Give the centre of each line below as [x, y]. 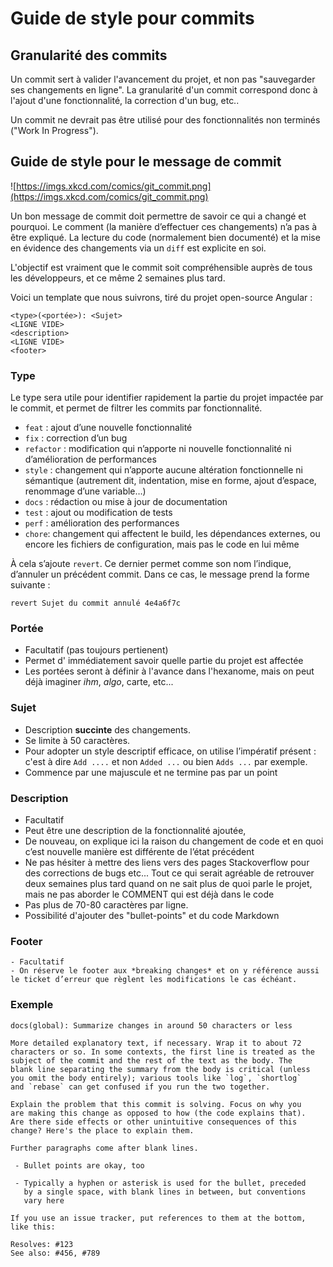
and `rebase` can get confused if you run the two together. [140, 1087]
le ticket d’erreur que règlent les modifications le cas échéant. [154, 980]
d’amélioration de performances [90, 459]
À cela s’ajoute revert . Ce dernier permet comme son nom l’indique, [151, 564]
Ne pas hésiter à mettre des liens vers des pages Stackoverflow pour [167, 862]
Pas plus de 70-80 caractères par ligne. [106, 905]
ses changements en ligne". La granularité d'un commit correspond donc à [164, 90]
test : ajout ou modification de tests [98, 513]
